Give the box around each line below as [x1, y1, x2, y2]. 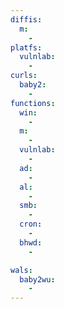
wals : [10, 265, 33, 275]
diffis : [10, 14, 43, 25]
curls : [10, 71, 38, 81]
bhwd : [19, 237, 43, 248]
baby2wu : [19, 274, 56, 285]
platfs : [10, 42, 43, 53]
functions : [10, 98, 56, 108]
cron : [19, 219, 43, 230]
